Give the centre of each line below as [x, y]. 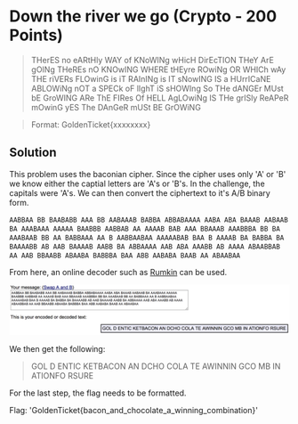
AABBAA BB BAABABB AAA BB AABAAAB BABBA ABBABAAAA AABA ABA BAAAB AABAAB [149, 220]
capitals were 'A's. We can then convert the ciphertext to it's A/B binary [140, 192]
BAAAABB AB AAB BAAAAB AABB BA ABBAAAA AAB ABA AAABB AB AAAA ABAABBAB [145, 247]
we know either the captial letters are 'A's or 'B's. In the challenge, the [137, 183]
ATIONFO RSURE [62, 376]
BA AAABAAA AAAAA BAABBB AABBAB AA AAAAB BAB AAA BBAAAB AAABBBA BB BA [145, 229]
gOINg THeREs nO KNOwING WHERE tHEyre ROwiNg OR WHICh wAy [158, 69]
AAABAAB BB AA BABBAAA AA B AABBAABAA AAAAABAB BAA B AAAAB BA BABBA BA [147, 238]
